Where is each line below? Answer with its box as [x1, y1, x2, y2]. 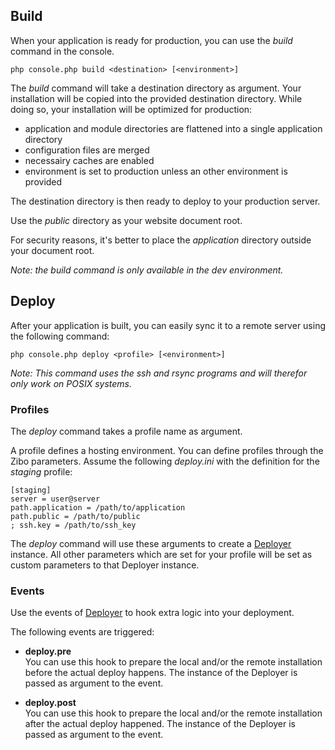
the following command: [10, 330, 110, 342]
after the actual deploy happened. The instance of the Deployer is [24, 718, 296, 730]
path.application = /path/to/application [10, 502, 186, 513]
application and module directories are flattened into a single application [24, 122, 323, 134]
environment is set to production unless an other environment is [24, 165, 288, 177]
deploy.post [24, 697, 77, 709]
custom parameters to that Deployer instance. [10, 559, 200, 571]
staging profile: [10, 465, 73, 478]
